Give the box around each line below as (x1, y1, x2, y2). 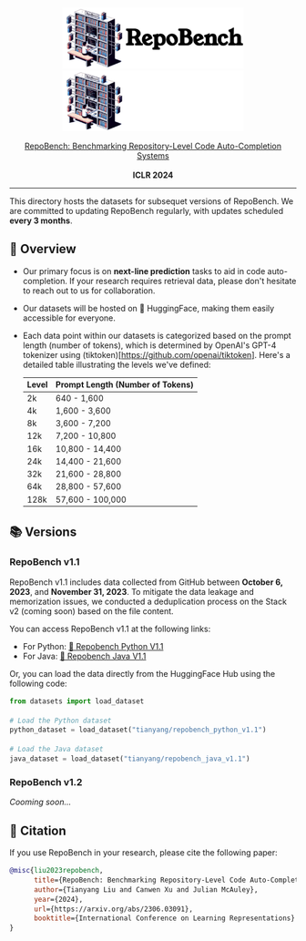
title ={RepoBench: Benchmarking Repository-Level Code (33, 875, 247, 885)
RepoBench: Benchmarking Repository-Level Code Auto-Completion (24, 140, 282, 152)
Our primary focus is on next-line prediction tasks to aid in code (22, 265, 266, 276)
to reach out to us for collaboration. (22, 285, 156, 296)
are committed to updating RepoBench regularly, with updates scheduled (9, 206, 284, 217)
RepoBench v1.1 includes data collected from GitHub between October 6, (9, 577, 283, 588)
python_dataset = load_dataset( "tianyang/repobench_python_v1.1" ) (9, 725, 267, 735)
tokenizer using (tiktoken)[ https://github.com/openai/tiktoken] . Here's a (22, 349, 291, 360)
